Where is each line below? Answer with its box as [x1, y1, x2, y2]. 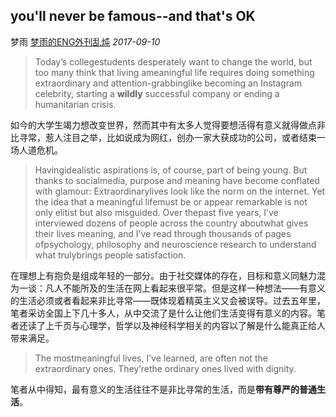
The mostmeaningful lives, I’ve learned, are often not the [34, 352, 268, 364]
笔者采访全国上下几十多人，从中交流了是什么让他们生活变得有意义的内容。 [10, 307, 317, 319]
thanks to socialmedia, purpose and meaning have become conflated [34, 174, 320, 186]
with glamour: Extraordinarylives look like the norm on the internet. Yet [34, 185, 326, 197]
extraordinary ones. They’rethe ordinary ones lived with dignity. [34, 362, 297, 374]
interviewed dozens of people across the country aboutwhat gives [34, 217, 309, 229]
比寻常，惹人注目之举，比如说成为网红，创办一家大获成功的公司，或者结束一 [10, 131, 326, 143]
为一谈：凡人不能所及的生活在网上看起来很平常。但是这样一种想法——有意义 [10, 282, 326, 294]
